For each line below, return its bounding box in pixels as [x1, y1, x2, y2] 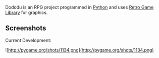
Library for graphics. [5, 9, 48, 15]
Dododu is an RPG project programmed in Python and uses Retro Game [5, 4, 154, 10]
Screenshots [5, 24, 46, 32]
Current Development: [5, 37, 51, 43]
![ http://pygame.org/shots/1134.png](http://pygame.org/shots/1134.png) [5, 47, 154, 53]
